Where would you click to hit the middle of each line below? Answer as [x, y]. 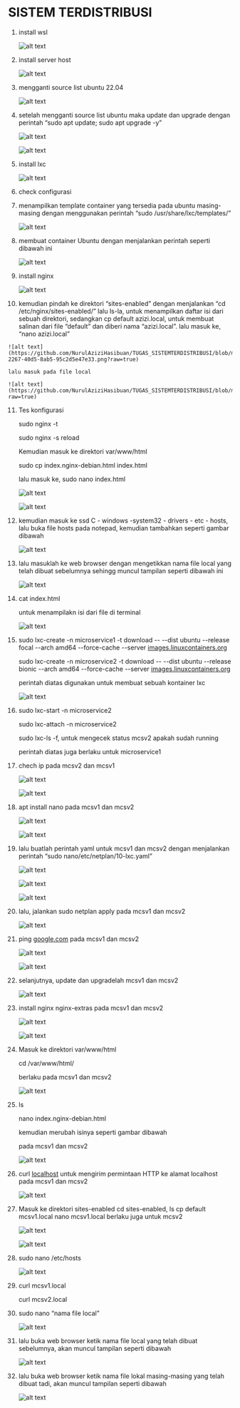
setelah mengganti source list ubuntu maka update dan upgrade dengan [124, 115]
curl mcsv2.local [43, 1299]
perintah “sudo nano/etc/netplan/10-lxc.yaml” [85, 855]
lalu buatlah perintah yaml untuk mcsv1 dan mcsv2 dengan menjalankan [124, 848]
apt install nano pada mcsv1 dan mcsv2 [76, 807]
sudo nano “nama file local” [59, 1313]
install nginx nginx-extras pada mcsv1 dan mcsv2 [91, 1008]
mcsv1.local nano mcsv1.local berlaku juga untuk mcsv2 [100, 1216]
